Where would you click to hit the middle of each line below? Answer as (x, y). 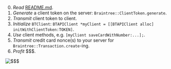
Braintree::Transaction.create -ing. (51, 46)
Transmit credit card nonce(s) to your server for (63, 40)
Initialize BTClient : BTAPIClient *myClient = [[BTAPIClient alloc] (83, 24)
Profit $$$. (24, 51)
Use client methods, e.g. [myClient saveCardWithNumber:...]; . (79, 35)
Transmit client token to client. (45, 18)
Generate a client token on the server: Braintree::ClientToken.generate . (90, 13)
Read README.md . (33, 7)
